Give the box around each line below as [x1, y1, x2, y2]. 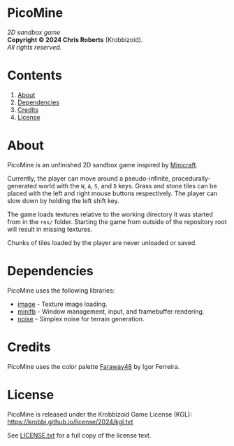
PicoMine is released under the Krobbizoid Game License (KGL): [7, 410, 192, 418]
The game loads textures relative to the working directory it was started [7, 210, 213, 218]
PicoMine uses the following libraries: [7, 286, 115, 295]
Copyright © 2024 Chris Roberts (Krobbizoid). [7, 35, 143, 43]
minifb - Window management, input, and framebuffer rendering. [17, 307, 205, 316]
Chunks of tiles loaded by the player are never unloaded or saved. [7, 238, 197, 246]
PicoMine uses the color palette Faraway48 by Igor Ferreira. [7, 362, 180, 370]
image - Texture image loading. [17, 300, 108, 308]
